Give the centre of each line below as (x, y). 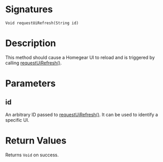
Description (31, 43)
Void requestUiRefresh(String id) (42, 23)
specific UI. (17, 120)
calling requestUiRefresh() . (34, 63)
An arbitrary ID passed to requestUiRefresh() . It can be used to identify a (82, 114)
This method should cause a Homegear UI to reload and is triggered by (80, 57)
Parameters (31, 84)
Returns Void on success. (32, 155)
